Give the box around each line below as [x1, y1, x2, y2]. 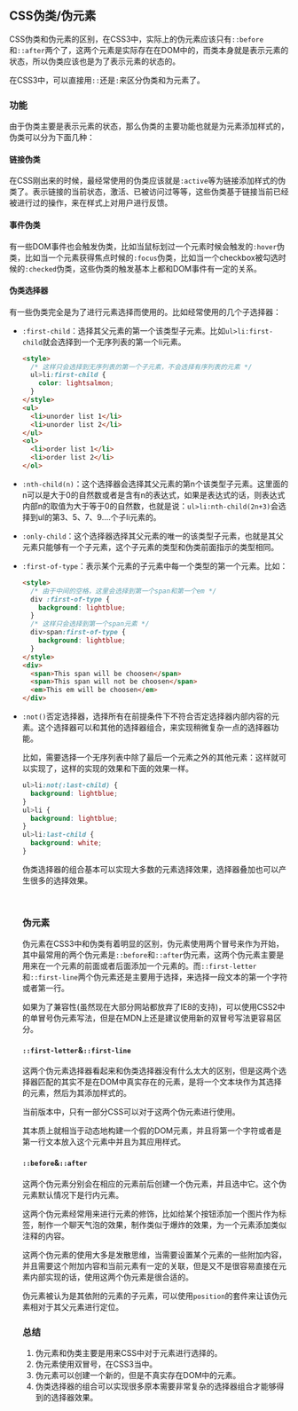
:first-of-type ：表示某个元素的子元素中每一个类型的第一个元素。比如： [21, 560, 288, 571]
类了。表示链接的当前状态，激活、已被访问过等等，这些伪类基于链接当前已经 [9, 186, 289, 197]
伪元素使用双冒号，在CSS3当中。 [35, 1359, 158, 1369]
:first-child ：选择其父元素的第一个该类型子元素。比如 [21, 325, 226, 335]
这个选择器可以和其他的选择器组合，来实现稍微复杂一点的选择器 [37, 722, 271, 733]
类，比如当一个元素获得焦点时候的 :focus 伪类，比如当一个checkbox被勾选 [9, 252, 279, 263]
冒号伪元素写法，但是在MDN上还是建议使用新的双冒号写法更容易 [37, 1013, 275, 1023]
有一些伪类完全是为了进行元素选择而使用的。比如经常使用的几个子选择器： [9, 306, 281, 317]
